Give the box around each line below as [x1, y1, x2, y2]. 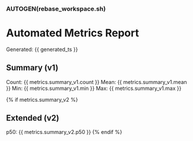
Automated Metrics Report [6, 26, 139, 40]
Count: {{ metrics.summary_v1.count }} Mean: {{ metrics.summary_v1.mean [6, 78, 187, 85]
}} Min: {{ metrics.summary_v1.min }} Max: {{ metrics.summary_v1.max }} [6, 85, 182, 92]
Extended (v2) [6, 113, 59, 123]
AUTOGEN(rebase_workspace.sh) [6, 5, 106, 13]
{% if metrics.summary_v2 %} [6, 96, 78, 103]
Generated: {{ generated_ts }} [6, 46, 78, 53]
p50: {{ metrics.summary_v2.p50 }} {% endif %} [6, 129, 122, 136]
